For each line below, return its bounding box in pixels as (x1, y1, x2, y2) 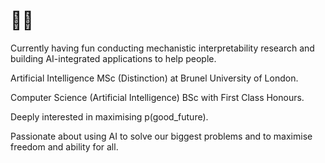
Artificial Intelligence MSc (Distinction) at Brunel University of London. (10, 72, 299, 84)
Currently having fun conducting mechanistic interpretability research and (10, 42, 315, 54)
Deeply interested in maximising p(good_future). (10, 110, 209, 123)
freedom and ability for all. (10, 140, 119, 153)
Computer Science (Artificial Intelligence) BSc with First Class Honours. (10, 91, 305, 103)
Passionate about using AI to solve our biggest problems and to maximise (10, 130, 313, 142)
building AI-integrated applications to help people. (10, 52, 217, 64)
